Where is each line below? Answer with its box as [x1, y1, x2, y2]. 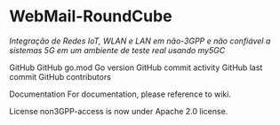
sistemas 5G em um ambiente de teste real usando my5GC [9, 44, 226, 55]
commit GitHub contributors [9, 71, 111, 82]
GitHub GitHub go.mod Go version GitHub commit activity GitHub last [9, 62, 263, 73]
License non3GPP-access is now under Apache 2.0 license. [9, 105, 228, 116]
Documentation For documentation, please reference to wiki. [9, 89, 231, 99]
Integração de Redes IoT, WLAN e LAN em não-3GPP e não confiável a [9, 35, 271, 46]
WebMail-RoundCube [9, 6, 172, 27]
